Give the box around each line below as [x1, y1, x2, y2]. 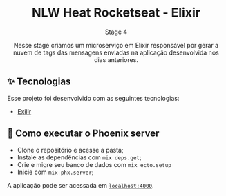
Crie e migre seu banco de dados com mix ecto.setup [17, 160, 171, 168]
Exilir [17, 107, 32, 115]
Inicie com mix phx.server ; [17, 168, 94, 176]
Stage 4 [104, 28, 128, 36]
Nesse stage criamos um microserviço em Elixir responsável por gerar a [13, 41, 219, 49]
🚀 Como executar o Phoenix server [7, 128, 160, 139]
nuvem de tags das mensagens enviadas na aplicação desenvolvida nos [13, 48, 219, 57]
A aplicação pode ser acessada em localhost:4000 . [7, 181, 154, 189]
